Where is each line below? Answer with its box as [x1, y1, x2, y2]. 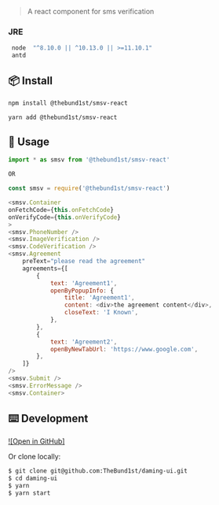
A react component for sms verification [27, 7, 155, 16]
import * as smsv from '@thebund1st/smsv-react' [8, 156, 170, 164]
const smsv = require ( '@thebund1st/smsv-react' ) [8, 184, 170, 192]
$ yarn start [8, 489, 51, 497]
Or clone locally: [8, 452, 61, 462]
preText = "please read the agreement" [22, 258, 146, 265]
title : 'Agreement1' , [64, 294, 135, 302]
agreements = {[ [22, 264, 68, 273]
